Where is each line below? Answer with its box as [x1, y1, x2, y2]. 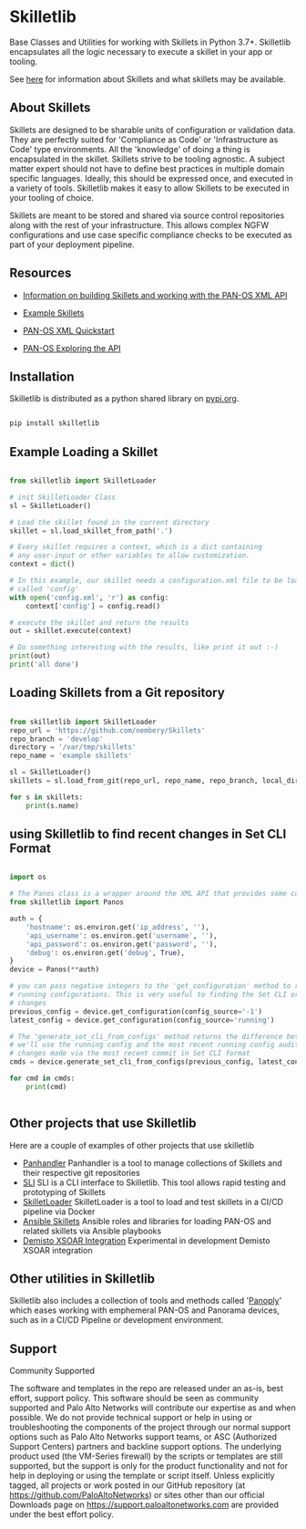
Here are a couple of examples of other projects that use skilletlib [9, 1139, 255, 1150]
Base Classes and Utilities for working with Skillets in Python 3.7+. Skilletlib [9, 36, 291, 47]
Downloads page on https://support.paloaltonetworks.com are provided [9, 1499, 280, 1511]
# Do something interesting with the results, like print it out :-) [9, 643, 280, 652]
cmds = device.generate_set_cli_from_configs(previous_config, [9, 1057, 255, 1066]
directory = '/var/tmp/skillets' [9, 743, 137, 752]
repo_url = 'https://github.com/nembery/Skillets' [9, 725, 206, 735]
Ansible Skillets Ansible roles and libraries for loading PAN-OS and [22, 1215, 271, 1226]
